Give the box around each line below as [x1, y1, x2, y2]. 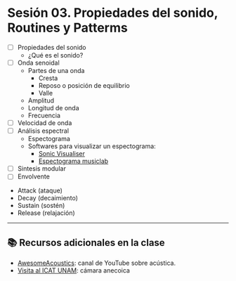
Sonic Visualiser [38, 150, 86, 158]
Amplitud [27, 96, 55, 105]
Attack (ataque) [17, 186, 63, 195]
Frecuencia [27, 111, 61, 120]
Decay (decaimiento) [17, 194, 79, 202]
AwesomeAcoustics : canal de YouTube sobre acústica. [17, 259, 176, 268]
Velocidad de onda [17, 119, 72, 127]
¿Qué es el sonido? [27, 51, 84, 59]
